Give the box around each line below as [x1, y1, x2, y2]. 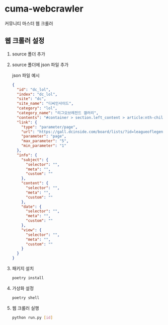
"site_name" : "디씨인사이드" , [17, 101, 74, 106]
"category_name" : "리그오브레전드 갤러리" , [17, 110, 99, 115]
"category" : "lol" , [17, 106, 58, 111]
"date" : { [21, 204, 42, 209]
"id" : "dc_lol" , [17, 87, 51, 92]
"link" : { [17, 119, 37, 125]
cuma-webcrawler [5, 3, 83, 15]
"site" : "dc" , [17, 96, 46, 101]
